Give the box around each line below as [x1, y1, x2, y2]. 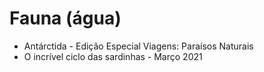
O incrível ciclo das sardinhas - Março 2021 [23, 50, 203, 62]
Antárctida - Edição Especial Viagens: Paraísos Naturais [23, 40, 254, 52]
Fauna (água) [9, 7, 122, 30]
